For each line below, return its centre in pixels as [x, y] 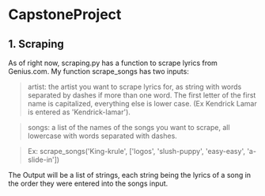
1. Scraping [36, 44]
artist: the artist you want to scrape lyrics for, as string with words [134, 86]
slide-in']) [44, 159]
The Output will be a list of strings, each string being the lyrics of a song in [130, 175]
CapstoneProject [65, 15]
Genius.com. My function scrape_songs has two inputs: [99, 71]
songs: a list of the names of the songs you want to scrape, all [129, 127]
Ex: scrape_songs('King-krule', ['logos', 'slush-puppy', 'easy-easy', [136, 151]
